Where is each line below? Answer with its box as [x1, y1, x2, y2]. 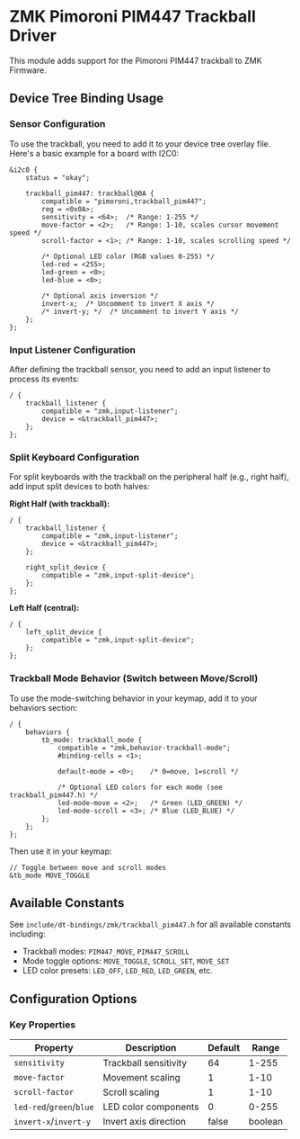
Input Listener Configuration [9, 344, 137, 356]
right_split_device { [25, 563, 106, 572]
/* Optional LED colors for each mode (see [57, 783, 223, 792]
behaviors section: [9, 702, 78, 713]
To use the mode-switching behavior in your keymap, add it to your [9, 693, 258, 704]
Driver [9, 25, 57, 46]
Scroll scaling [102, 1086, 160, 1099]
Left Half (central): [9, 603, 80, 614]
